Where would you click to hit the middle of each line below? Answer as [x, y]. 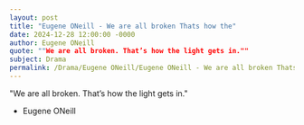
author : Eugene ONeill [52, 43]
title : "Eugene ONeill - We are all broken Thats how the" [123, 26]
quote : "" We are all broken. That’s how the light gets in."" [129, 51]
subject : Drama [38, 59]
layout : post [34, 18]
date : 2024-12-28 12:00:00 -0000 [72, 34]
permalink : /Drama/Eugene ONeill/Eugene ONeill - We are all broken [141, 68]
